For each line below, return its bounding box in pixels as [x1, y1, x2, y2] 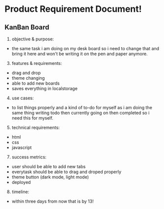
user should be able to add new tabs [11, 164, 86, 169]
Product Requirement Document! [4, 3, 142, 15]
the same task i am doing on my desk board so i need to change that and [11, 46, 160, 51]
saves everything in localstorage [11, 86, 78, 91]
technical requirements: [11, 124, 60, 130]
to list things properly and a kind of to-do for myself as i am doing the [11, 105, 153, 110]
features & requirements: [11, 60, 62, 66]
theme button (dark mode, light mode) [11, 174, 89, 180]
